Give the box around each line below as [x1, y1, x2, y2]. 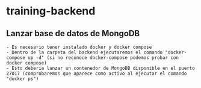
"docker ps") [6, 76, 39, 82]
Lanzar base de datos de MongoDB [6, 28, 140, 39]
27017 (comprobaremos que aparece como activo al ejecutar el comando [6, 71, 187, 77]
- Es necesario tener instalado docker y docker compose [6, 44, 152, 50]
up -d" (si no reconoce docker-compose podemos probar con [28, 55, 179, 61]
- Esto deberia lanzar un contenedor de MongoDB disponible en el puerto [6, 65, 196, 71]
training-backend [6, 4, 96, 18]
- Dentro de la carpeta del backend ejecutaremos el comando [6, 49, 163, 55]
